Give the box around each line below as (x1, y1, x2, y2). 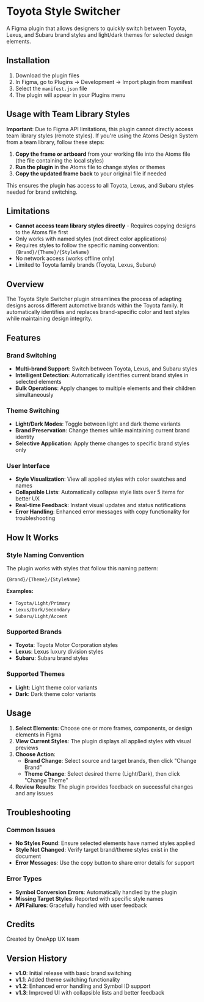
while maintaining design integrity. (6, 315, 93, 323)
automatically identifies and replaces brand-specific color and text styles (6, 308, 191, 316)
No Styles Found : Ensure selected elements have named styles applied (15, 839, 195, 847)
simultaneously (15, 391, 54, 398)
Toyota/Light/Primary (15, 600, 70, 606)
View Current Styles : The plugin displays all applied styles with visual (15, 737, 192, 744)
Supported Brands (6, 627, 62, 636)
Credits (6, 919, 35, 930)
